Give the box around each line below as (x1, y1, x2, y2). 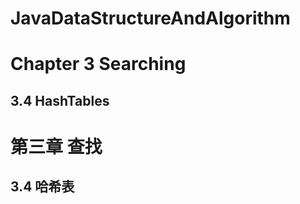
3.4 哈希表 (10, 178, 75, 196)
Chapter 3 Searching (10, 53, 187, 76)
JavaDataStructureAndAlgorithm (10, 7, 291, 30)
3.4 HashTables (10, 92, 110, 109)
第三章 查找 (10, 135, 103, 158)
